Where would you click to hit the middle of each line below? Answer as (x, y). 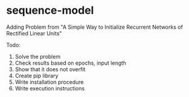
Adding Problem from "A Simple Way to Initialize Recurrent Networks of (95, 27)
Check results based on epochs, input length (70, 63)
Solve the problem (38, 56)
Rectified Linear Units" (34, 33)
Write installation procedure (49, 82)
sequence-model (50, 10)
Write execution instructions (50, 88)
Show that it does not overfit (50, 69)
